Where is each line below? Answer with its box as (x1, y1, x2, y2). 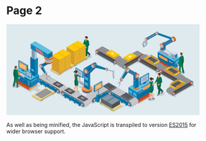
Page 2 (6, 4, 42, 18)
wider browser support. (6, 128, 66, 135)
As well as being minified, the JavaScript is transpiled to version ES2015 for (6, 121, 197, 128)
